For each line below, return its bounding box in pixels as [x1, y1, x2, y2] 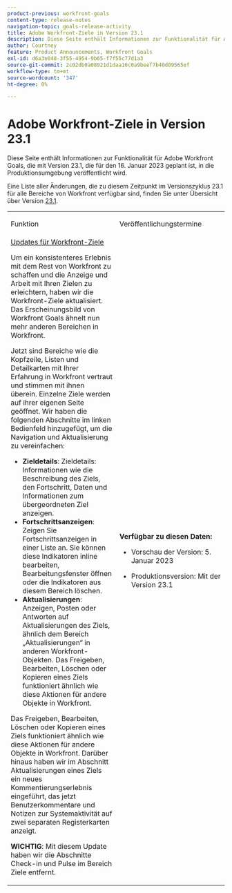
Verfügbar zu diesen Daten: [119, 532, 213, 541]
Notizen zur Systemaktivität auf [10, 809, 113, 818]
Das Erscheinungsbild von [10, 305, 95, 314]
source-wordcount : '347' [7, 74, 79, 81]
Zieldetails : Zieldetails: [22, 457, 97, 466]
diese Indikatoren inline [22, 552, 98, 561]
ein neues [10, 774, 43, 784]
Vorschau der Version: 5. [130, 547, 212, 557]
